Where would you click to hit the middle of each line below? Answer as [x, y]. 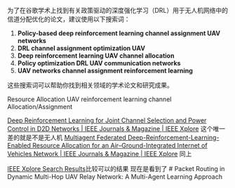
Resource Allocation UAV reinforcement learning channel [89, 99]
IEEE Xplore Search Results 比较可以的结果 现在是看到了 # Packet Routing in [116, 169]
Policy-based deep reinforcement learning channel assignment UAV [119, 33]
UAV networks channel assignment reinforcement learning [105, 70]
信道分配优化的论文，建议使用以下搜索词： [69, 19]
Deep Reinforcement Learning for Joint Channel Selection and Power [107, 120]
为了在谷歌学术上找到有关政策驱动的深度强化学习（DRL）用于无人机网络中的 [118, 10]
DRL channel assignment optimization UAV [81, 48]
